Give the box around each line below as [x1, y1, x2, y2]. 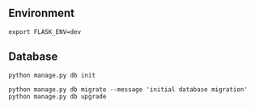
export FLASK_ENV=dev [8, 27, 82, 36]
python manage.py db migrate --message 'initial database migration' [8, 85, 249, 94]
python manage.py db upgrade [8, 92, 107, 100]
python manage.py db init [8, 71, 96, 79]
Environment [8, 6, 75, 20]
